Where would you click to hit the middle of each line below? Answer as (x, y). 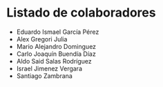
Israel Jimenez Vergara (49, 68)
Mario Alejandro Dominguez (56, 46)
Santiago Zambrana (45, 76)
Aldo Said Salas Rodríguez (54, 61)
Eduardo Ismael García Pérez (58, 32)
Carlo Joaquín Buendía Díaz (56, 54)
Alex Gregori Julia (42, 39)
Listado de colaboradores (81, 13)
